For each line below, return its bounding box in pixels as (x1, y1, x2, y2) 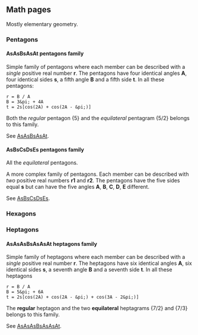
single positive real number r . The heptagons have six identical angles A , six (6, 260, 193, 267)
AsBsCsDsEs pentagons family (6, 146, 84, 153)
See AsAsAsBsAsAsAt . (6, 323, 62, 330)
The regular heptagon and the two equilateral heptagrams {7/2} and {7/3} (6, 305, 188, 312)
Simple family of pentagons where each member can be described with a (6, 63, 186, 70)
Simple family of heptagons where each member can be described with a (6, 254, 186, 261)
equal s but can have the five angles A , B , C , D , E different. (6, 184, 150, 191)
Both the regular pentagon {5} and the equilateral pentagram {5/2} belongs (6, 114, 190, 121)
